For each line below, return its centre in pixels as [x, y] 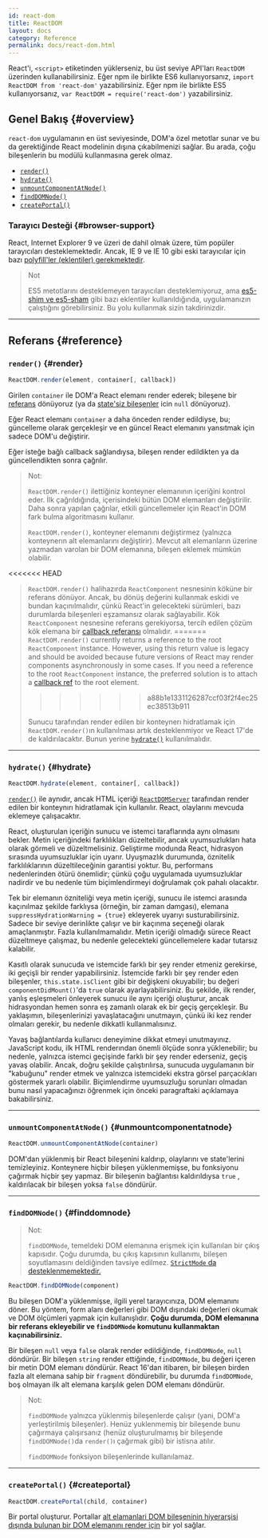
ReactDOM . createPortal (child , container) [78, 1501]
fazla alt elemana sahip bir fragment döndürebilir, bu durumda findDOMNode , [131, 1376]
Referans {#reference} [66, 340]
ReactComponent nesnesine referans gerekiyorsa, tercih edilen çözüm [140, 623]
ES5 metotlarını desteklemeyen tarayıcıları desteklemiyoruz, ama [134, 291]
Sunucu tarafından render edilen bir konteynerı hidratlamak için [131, 722]
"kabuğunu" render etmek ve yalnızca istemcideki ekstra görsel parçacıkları [133, 1073]
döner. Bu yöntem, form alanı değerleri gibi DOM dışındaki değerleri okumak [133, 1310]
